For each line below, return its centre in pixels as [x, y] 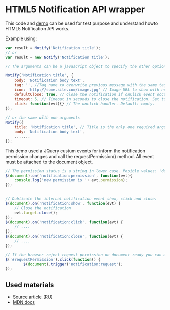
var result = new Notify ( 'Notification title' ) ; [57, 57]
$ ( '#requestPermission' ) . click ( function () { [53, 259]
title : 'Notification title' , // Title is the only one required [85, 127]
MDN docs [24, 302]
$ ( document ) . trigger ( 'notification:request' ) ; [73, 264]
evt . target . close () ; [36, 213]
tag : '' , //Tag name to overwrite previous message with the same [86, 85]
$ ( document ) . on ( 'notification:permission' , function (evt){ [69, 176]
